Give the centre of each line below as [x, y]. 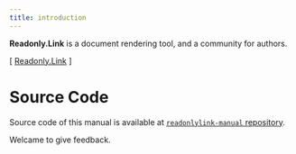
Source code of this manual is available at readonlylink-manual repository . [148, 122]
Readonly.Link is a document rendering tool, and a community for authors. [148, 43]
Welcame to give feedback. [60, 140]
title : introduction [48, 18]
